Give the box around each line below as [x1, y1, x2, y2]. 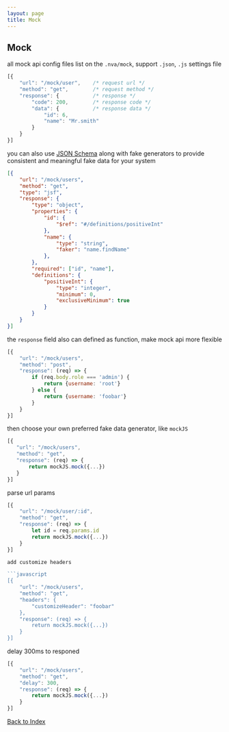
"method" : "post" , [19, 361, 72, 368]
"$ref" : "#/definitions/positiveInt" [55, 221, 164, 228]
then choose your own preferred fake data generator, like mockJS [7, 424, 188, 432]
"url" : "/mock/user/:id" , [19, 508, 94, 515]
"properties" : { [31, 208, 78, 215]
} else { [31, 387, 57, 394]
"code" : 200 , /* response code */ [31, 99, 152, 106]
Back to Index [7, 718, 46, 726]
